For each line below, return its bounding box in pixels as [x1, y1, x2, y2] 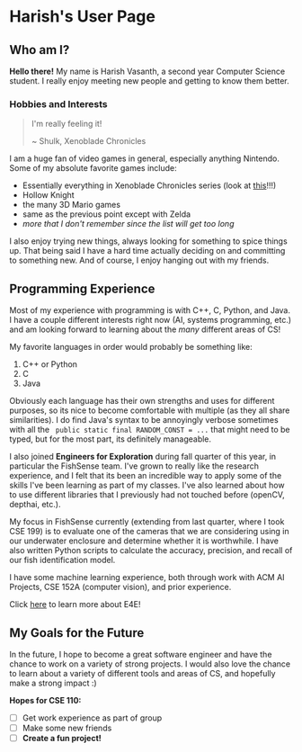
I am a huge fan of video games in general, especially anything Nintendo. [9, 153, 280, 164]
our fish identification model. [9, 555, 116, 566]
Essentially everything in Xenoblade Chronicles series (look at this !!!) [22, 180, 277, 191]
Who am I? [9, 42, 70, 58]
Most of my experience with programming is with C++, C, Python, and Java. [9, 305, 290, 316]
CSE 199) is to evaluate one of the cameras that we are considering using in [9, 526, 289, 537]
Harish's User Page [9, 6, 155, 27]
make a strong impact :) [9, 677, 97, 688]
